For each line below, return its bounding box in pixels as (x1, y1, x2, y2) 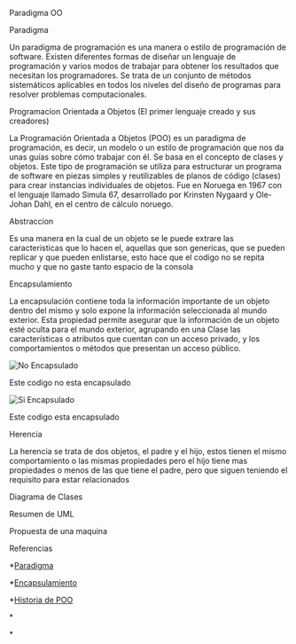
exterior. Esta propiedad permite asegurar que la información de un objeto (9, 315, 280, 325)
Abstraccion (9, 216, 54, 226)
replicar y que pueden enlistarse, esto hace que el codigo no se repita (9, 252, 265, 263)
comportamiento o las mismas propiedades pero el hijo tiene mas (9, 456, 248, 466)
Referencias (9, 543, 53, 554)
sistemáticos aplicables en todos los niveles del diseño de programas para (9, 80, 281, 90)
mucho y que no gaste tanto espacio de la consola (9, 262, 193, 271)
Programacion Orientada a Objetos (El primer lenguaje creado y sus (9, 106, 256, 116)
